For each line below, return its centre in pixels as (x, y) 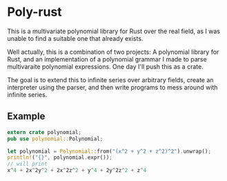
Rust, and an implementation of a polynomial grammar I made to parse (107, 59)
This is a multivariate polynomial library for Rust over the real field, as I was (114, 31)
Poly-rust (34, 12)
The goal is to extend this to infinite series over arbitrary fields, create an (110, 79)
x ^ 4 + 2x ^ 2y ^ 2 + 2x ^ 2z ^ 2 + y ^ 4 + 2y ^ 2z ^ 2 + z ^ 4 (77, 171)
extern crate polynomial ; (44, 132)
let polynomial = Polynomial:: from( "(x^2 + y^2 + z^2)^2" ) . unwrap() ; (109, 151)
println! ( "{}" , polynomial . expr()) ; (60, 158)
